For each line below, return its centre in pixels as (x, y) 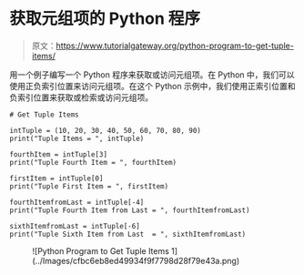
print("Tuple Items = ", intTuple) (77, 138)
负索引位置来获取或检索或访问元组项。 (81, 97)
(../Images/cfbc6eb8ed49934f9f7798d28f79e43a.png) (136, 260)
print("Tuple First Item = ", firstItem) (89, 186)
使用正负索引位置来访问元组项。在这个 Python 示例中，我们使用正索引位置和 (152, 86)
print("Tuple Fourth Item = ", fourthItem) (93, 162)
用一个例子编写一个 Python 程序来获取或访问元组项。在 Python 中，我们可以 (152, 75)
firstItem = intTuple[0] (56, 178)
